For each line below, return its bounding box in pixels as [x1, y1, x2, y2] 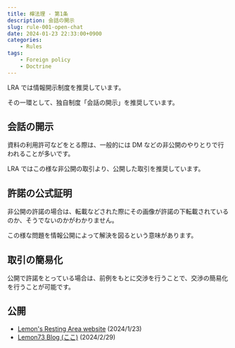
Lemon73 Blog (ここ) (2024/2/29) [17, 332, 116, 341]
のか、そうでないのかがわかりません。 [7, 216, 118, 224]
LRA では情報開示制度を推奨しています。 [7, 83, 125, 92]
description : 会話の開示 [7, 17, 75, 24]
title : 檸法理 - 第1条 [7, 10, 69, 18]
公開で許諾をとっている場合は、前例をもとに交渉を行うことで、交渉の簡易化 [7, 274, 229, 282]
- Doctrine [20, 63, 52, 70]
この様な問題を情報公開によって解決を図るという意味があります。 [7, 231, 198, 240]
